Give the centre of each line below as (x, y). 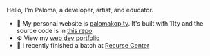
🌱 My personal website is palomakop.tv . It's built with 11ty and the (110, 23)
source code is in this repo (54, 31)
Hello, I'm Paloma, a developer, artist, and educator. (80, 10)
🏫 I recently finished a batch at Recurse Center (83, 45)
